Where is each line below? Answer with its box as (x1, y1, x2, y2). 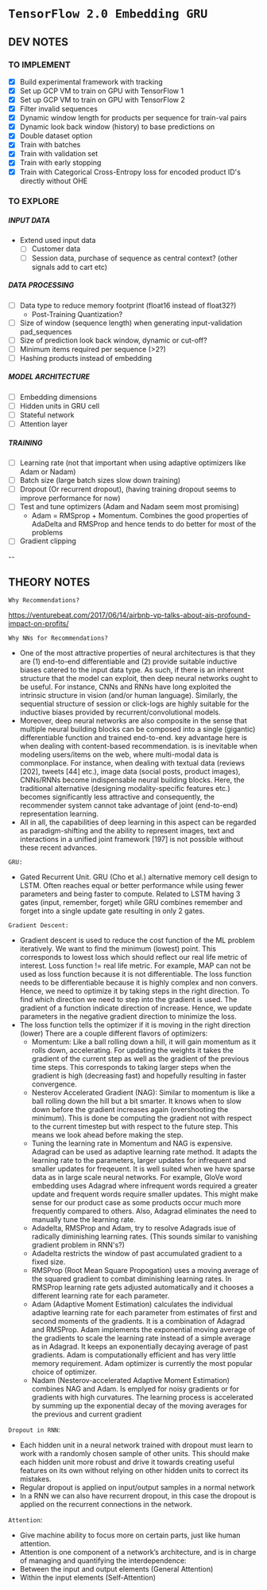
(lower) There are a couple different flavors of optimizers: (19, 1028, 208, 1038)
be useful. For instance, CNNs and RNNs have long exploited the (19, 682, 232, 691)
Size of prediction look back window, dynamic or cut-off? (19, 335, 208, 345)
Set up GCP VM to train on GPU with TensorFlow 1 (19, 86, 184, 96)
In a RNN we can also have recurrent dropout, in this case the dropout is (19, 1491, 257, 1501)
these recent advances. (19, 843, 98, 852)
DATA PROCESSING (8, 280, 75, 290)
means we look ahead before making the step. (31, 1130, 184, 1140)
